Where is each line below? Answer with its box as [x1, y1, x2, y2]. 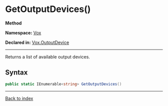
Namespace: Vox [5, 29, 41, 35]
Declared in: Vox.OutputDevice [5, 39, 69, 45]
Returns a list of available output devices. [5, 53, 90, 59]
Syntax [5, 68, 28, 77]
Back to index [5, 95, 33, 101]
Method [5, 20, 22, 26]
